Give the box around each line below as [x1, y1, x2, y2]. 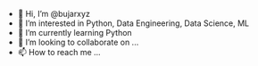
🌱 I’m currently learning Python [17, 28, 132, 37]
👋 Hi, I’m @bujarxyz [17, 9, 91, 19]
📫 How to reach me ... [17, 47, 101, 57]
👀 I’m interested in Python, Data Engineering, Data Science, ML [17, 18, 250, 29]
